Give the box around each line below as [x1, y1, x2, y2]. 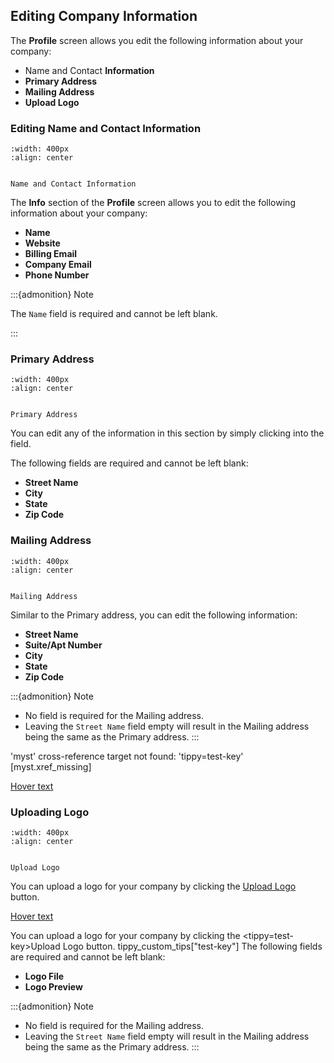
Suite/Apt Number [24, 639, 103, 651]
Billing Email [24, 248, 78, 260]
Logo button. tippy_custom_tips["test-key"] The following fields [62, 940, 323, 952]
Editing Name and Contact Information [10, 121, 202, 135]
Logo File [24, 970, 65, 982]
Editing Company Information [10, 8, 198, 25]
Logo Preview [24, 981, 83, 993]
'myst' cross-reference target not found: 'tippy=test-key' [10, 750, 244, 762]
